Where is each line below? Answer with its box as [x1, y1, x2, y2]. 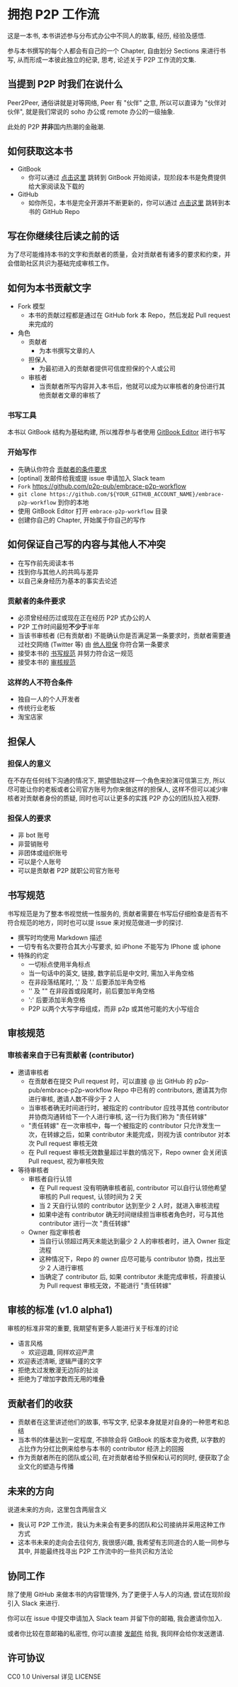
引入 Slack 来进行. [7, 1599, 60, 1607]
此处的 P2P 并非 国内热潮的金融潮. [7, 122, 106, 131]
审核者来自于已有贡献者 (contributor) [7, 1050, 135, 1060]
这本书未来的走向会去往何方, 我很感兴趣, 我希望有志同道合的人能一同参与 [17, 1538, 230, 1547]
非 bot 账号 [17, 831, 50, 840]
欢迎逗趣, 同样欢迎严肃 [28, 1348, 94, 1356]
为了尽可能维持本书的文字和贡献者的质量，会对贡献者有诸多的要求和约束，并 [7, 250, 231, 259]
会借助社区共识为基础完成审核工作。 [7, 259, 113, 267]
